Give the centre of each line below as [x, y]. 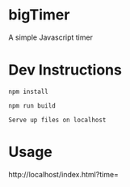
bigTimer [39, 15]
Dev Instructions [65, 70]
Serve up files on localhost [57, 120]
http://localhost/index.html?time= [64, 174]
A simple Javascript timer [50, 37]
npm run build [32, 106]
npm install [28, 91]
